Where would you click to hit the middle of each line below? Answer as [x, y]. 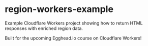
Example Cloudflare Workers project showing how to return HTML [74, 23]
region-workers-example [59, 9]
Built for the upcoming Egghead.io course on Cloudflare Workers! [73, 38]
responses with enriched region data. [44, 28]
